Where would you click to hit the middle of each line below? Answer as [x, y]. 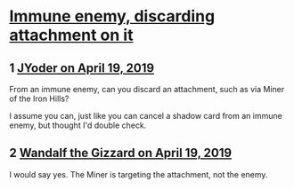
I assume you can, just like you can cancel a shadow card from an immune [146, 116]
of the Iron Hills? [39, 98]
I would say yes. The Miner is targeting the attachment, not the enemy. [139, 174]
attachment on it [71, 35]
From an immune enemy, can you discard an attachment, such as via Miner [147, 89]
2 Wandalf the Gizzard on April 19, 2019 [121, 153]
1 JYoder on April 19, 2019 [82, 68]
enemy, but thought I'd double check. [78, 125]
